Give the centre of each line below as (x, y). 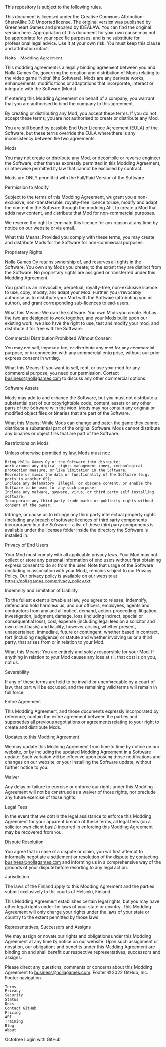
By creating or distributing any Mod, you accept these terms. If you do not (81, 113)
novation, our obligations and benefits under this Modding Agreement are (80, 947)
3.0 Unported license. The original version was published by (89, 22)
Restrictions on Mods (27, 443)
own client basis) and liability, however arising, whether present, (71, 626)
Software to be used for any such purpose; (51, 488)
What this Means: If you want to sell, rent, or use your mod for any (73, 368)
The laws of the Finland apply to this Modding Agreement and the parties (80, 886)
